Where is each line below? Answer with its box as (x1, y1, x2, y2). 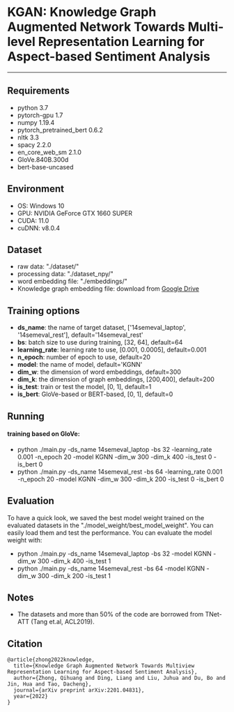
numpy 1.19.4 (17, 118, 55, 126)
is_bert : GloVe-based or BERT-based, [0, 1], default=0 (17, 390, 173, 398)
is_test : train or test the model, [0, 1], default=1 (17, 383, 152, 391)
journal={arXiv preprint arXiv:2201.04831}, (13, 687, 145, 694)
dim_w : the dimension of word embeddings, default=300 (17, 368, 181, 377)
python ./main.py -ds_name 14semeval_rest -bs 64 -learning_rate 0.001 (17, 467, 223, 476)
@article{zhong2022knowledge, (7, 656, 95, 663)
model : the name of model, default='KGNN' (17, 361, 143, 369)
